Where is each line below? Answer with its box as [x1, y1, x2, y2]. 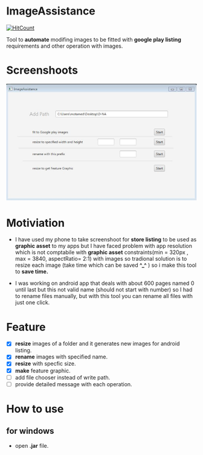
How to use [6, 402, 64, 416]
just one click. [14, 299, 50, 306]
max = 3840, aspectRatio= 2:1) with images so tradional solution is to [14, 255, 187, 262]
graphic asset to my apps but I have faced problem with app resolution [14, 243, 192, 250]
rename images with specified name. [14, 353, 108, 360]
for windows [6, 426, 54, 436]
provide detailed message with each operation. [14, 380, 132, 387]
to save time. [14, 268, 48, 275]
